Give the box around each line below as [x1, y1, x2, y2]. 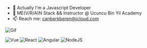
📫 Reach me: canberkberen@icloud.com [12, 15, 99, 21]
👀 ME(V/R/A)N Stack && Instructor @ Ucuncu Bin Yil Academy [12, 10, 142, 16]
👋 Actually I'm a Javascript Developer [12, 5, 91, 10]
